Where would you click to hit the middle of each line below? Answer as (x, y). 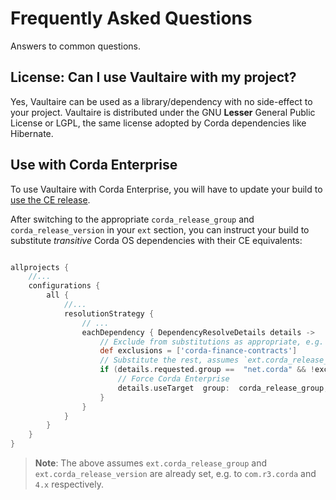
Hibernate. (32, 133)
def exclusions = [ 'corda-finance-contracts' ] (198, 351)
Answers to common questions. (76, 46)
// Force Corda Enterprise (173, 379)
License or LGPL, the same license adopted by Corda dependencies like (158, 123)
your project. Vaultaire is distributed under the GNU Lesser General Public (163, 112)
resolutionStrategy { (109, 313)
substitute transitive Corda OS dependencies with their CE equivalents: (156, 240)
